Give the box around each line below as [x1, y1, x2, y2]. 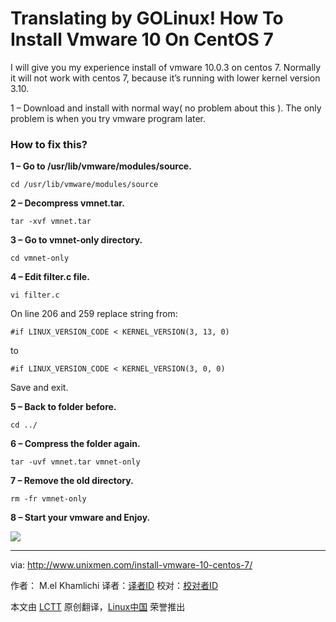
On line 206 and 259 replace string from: [10, 308, 178, 320]
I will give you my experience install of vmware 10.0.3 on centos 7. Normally [10, 61, 322, 73]
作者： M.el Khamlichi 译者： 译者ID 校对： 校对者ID [10, 580, 218, 592]
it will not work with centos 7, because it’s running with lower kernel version [10, 72, 321, 84]
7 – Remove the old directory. [10, 475, 134, 487]
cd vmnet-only [10, 253, 70, 264]
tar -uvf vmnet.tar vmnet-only [10, 457, 141, 467]
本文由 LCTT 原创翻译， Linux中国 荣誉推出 [10, 601, 186, 613]
